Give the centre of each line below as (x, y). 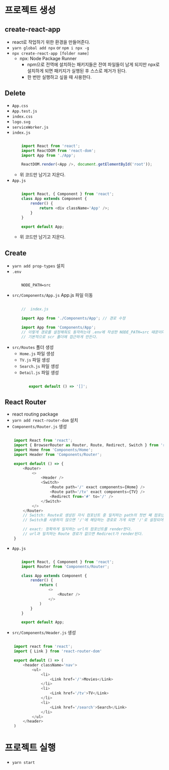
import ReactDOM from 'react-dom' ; (59, 150)
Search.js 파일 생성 (39, 366)
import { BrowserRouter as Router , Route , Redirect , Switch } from (86, 445)
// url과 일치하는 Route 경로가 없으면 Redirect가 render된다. (83, 534)
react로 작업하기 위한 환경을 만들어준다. (51, 42)
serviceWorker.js (30, 127)
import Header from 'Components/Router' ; (58, 454)
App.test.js (24, 111)
